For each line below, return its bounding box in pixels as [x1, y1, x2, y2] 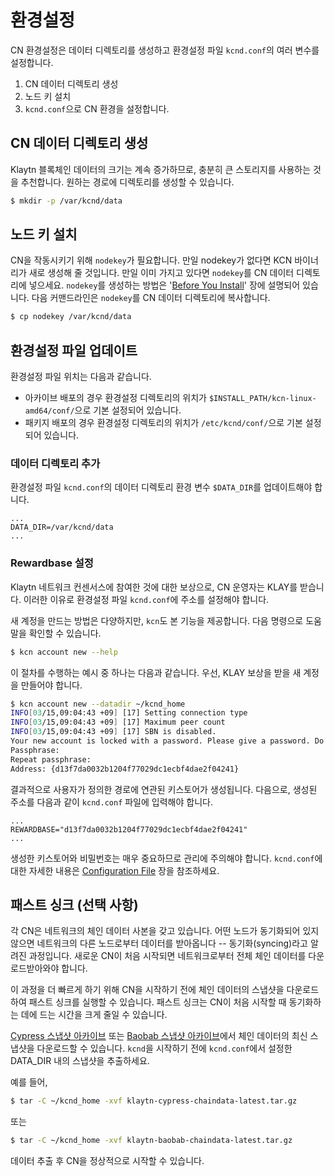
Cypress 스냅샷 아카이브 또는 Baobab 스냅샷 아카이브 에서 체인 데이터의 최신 [10, 1030, 308, 1042]
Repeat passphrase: [10, 754, 92, 765]
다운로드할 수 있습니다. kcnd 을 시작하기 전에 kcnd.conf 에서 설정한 [36, 1042, 293, 1055]
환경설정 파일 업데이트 [10, 342, 138, 359]
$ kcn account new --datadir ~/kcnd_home [10, 699, 186, 709]
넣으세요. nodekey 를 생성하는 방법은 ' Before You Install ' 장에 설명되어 [28, 279, 301, 291]
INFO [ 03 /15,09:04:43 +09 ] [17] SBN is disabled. [10, 727, 217, 737]
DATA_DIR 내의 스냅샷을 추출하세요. [10, 1055, 150, 1067]
